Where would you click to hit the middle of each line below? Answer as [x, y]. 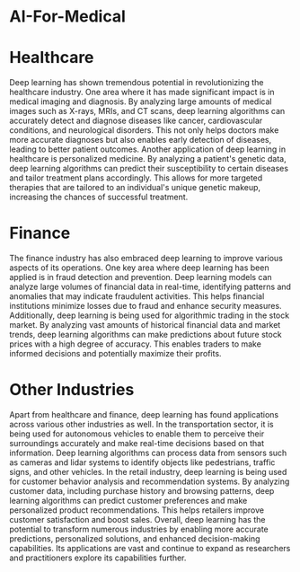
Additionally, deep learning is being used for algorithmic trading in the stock [150, 315]
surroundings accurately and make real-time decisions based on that [137, 443]
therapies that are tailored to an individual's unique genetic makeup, [135, 188]
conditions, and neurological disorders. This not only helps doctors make [144, 130]
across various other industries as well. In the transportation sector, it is [141, 424]
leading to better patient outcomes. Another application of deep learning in [147, 149]
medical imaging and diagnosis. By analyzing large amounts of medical [141, 101]
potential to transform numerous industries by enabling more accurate [139, 529]
